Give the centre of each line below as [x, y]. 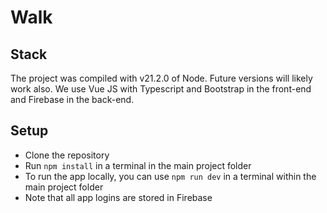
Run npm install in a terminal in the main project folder [138, 165]
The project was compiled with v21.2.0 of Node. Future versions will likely [161, 78]
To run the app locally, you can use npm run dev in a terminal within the [170, 176]
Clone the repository [67, 155]
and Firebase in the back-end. [72, 99]
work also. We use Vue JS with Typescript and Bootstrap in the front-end [161, 89]
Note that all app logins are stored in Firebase [118, 197]
